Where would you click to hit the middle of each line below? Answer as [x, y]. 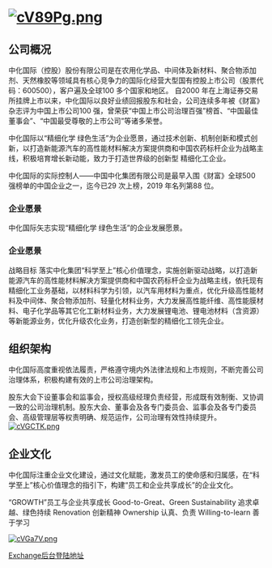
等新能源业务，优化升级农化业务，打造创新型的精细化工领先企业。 [118, 321]
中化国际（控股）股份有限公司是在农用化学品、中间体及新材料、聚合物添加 [132, 70]
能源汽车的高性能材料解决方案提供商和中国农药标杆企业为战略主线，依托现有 [136, 280]
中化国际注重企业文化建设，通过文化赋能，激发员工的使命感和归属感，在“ [131, 475]
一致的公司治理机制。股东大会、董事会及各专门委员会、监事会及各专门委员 [132, 407]
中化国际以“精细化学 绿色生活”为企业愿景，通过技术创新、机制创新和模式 [130, 138]
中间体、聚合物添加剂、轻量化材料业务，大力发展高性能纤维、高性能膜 [139, 301]
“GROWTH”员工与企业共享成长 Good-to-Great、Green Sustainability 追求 [130, 502]
